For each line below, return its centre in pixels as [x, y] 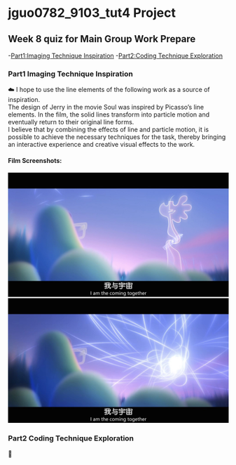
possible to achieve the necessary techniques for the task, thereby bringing [117, 137]
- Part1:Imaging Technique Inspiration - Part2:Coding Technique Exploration [116, 55]
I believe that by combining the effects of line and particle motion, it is [109, 130]
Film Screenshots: [35, 160]
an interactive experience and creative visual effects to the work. [102, 145]
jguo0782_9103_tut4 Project [92, 13]
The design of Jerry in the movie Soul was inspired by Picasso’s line [106, 107]
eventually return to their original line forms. [71, 122]
